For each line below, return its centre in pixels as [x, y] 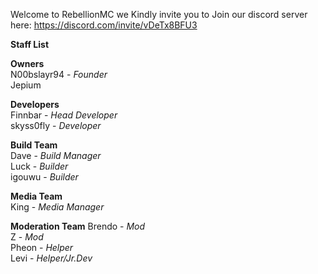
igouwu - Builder [44, 177]
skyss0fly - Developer [56, 125]
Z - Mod [27, 237]
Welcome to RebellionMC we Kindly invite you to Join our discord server [159, 14]
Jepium [26, 85]
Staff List [30, 44]
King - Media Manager [57, 207]
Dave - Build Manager [56, 155]
